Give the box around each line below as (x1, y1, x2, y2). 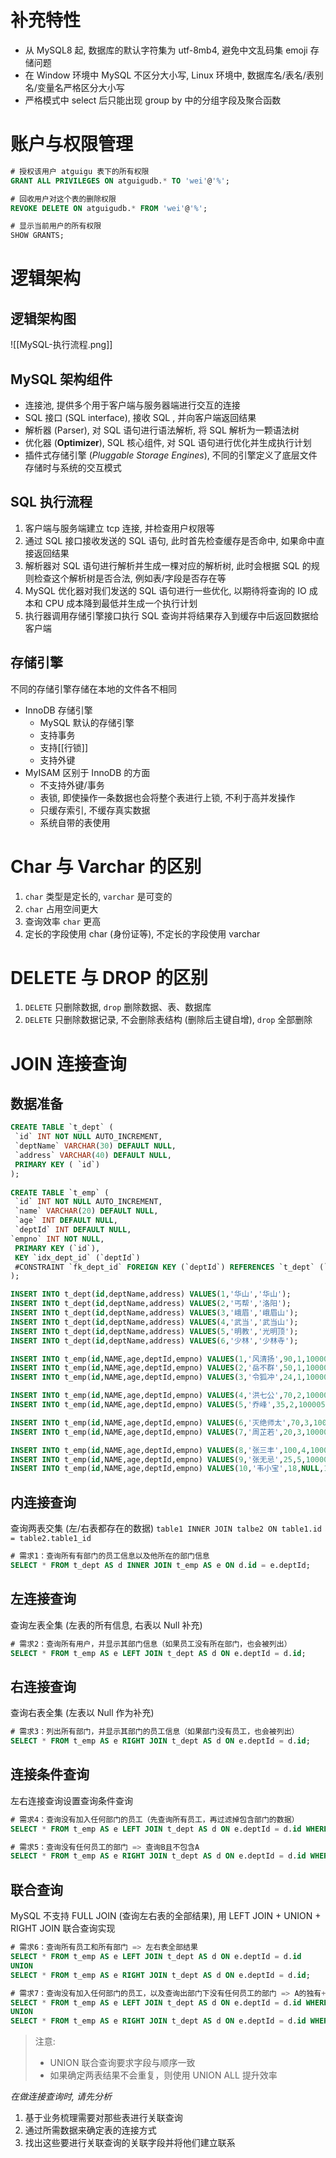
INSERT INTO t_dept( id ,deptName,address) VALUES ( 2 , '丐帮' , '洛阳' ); (10, 1299, 292, 1309)
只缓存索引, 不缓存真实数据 (39, 804, 151, 816)
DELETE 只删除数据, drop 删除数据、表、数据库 (24, 1001, 212, 1013)
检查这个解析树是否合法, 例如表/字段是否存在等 (33, 572, 227, 584)
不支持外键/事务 (39, 779, 105, 791)
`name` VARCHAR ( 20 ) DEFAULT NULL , (14, 1206, 159, 1216)
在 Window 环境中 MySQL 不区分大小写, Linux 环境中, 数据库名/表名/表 (24, 69, 315, 81)
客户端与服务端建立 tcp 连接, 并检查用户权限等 (24, 522, 215, 534)
